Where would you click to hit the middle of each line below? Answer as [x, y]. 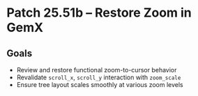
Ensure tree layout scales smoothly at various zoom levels [100, 85]
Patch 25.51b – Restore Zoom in [99, 13]
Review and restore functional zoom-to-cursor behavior [97, 70]
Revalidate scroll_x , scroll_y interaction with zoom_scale [99, 77]
